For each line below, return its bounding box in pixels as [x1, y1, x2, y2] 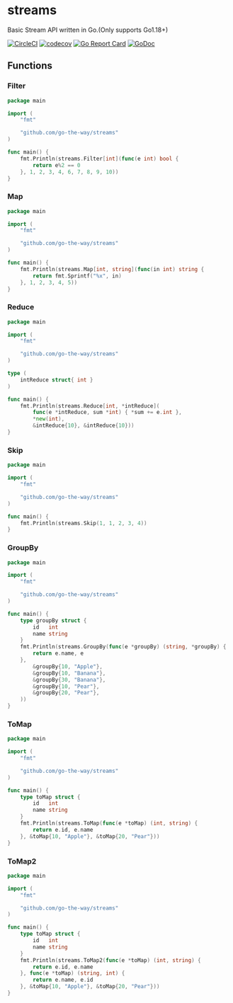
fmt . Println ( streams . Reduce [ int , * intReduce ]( [20, 402, 160, 409]
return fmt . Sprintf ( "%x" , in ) [33, 272, 122, 280]
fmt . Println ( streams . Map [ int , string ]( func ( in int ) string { [20, 265, 205, 273]
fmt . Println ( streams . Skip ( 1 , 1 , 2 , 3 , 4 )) [20, 520, 147, 527]
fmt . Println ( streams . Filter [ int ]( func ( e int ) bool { [20, 155, 179, 162]
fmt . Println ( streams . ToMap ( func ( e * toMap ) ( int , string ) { [20, 820, 198, 827]
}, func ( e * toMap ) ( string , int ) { [20, 970, 125, 977]
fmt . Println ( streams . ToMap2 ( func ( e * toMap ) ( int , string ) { [20, 956, 201, 964]
